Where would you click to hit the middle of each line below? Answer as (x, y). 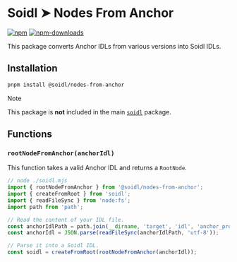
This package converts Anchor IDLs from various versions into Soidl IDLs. (114, 46)
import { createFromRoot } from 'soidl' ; (69, 194)
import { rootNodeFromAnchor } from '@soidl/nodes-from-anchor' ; (105, 187)
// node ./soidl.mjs (38, 181)
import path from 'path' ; (45, 207)
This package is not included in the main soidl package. (89, 112)
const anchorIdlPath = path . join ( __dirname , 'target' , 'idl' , (101, 226)
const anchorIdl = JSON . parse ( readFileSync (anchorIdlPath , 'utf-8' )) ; (113, 233)
